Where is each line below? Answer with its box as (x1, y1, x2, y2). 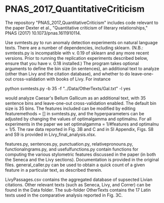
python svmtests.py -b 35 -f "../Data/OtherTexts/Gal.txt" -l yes (5, 85, 131, 91)
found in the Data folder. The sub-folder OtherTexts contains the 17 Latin (5, 187, 151, 193)
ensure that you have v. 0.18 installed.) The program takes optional (5, 60, 139, 66)
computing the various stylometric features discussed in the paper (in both (5, 151, 156, 157)
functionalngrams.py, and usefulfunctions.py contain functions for (5, 146, 139, 152)
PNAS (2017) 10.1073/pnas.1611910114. (5, 30, 81, 36)
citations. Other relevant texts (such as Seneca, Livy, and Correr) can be (5, 181, 151, 187)
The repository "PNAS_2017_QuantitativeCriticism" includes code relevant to (5, 20, 159, 25)
